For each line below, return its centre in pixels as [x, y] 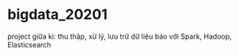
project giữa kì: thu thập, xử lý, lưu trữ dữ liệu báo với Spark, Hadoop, [120, 36]
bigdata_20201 [57, 15]
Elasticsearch [29, 44]
